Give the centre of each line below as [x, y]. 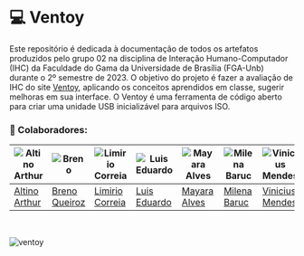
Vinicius [279, 191]
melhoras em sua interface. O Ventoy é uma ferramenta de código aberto [146, 97]
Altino [26, 191]
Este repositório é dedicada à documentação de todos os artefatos [134, 48]
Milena [237, 191]
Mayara [198, 191]
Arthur [28, 203]
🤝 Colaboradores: [48, 129]
